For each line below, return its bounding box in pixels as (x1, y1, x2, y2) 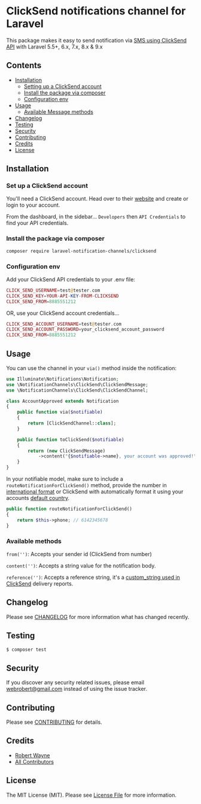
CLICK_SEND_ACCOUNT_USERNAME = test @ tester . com (6, 321, 121, 327)
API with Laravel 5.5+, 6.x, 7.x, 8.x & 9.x (6, 43, 103, 50)
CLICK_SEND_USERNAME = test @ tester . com (6, 287, 100, 293)
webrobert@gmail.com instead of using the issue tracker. (6, 685, 148, 693)
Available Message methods (23, 108, 94, 115)
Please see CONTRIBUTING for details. (6, 718, 103, 726)
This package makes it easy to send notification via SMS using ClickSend (6, 37, 187, 44)
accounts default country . (6, 494, 70, 502)
